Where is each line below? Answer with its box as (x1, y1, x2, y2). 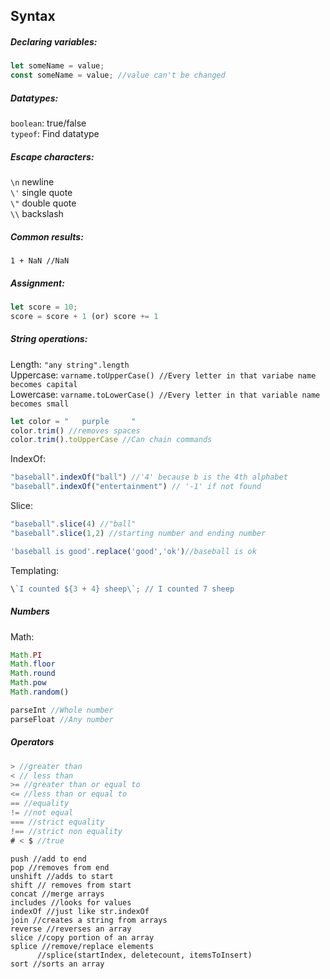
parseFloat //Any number (10, 714, 114, 724)
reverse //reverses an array (10, 924, 132, 934)
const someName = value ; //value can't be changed (10, 70, 226, 81)
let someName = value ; (10, 61, 105, 71)
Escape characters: (10, 150, 95, 163)
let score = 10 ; (10, 302, 78, 312)
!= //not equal (10, 808, 74, 818)
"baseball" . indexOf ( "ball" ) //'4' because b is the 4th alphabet (10, 472, 288, 483)
